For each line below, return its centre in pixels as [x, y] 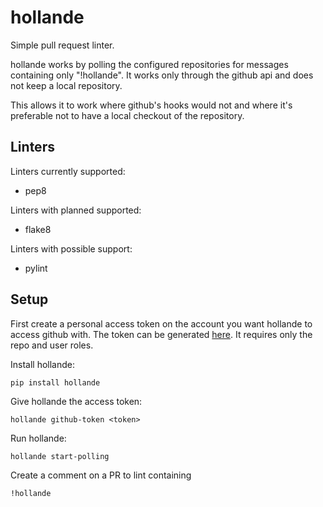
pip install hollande [55, 382]
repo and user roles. [52, 345]
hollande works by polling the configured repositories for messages [149, 64]
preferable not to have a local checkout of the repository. [127, 115]
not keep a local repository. [66, 85]
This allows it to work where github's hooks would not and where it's [151, 105]
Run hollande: [38, 438]
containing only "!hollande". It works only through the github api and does [162, 75]
